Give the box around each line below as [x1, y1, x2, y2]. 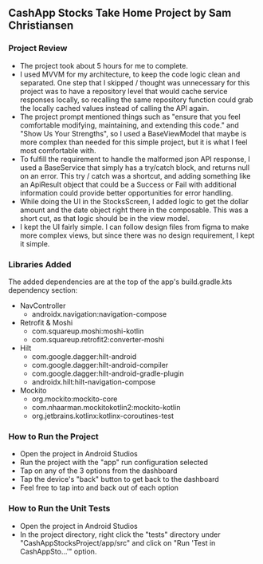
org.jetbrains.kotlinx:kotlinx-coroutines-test [31, 411, 174, 420]
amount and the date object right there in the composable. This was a [19, 205, 249, 215]
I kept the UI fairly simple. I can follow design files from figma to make [19, 222, 249, 231]
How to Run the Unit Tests [8, 503, 111, 514]
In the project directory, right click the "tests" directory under [19, 530, 221, 539]
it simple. [19, 239, 50, 248]
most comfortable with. [19, 145, 96, 155]
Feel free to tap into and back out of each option [19, 483, 179, 493]
